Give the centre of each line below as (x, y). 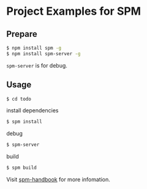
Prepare (22, 34)
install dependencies (32, 110)
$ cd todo (19, 99)
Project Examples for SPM (74, 11)
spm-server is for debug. (37, 65)
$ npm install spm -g (34, 48)
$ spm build (21, 168)
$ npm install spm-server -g (43, 53)
